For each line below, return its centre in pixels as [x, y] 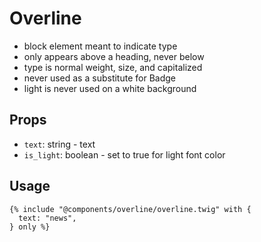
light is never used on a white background [110, 88]
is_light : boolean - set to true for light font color [124, 154]
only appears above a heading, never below [114, 56]
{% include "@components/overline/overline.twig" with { [130, 209]
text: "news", [47, 218]
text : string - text [59, 144]
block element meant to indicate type [100, 46]
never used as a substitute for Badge [99, 78]
